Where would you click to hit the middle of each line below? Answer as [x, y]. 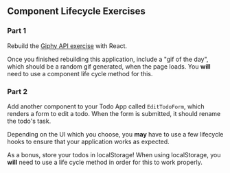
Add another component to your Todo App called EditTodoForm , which [106, 106]
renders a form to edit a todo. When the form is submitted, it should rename [114, 113]
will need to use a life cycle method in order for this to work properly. [105, 162]
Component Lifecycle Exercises [76, 11]
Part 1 [16, 31]
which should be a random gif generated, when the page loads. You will [109, 66]
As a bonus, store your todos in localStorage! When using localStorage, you [114, 154]
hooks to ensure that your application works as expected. [88, 141]
